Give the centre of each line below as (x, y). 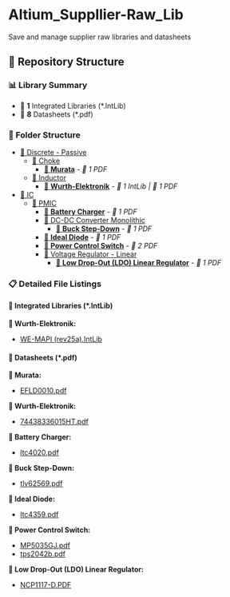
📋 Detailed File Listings (55, 284)
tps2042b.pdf (43, 554)
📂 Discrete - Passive (53, 152)
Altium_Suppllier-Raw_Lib (96, 15)
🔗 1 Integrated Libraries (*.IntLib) (73, 105)
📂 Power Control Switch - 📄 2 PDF (101, 245)
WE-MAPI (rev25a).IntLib (61, 339)
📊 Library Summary (48, 86)
